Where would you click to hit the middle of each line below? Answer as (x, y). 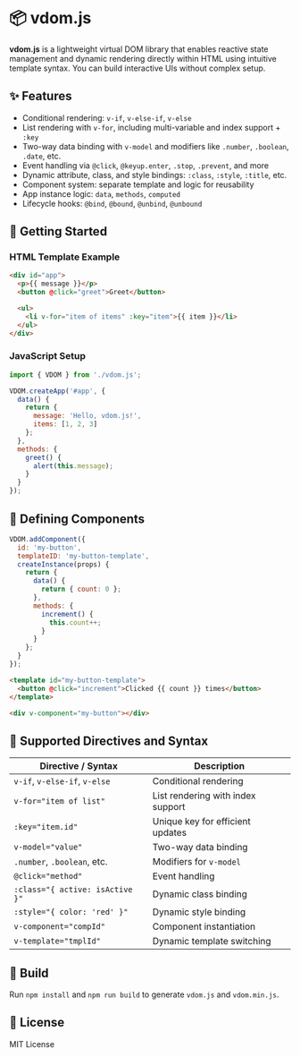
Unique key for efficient (202, 822)
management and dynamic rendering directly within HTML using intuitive (143, 58)
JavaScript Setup (48, 356)
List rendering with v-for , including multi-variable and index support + (151, 127)
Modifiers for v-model (196, 862)
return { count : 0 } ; (82, 589)
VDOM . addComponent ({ (48, 539)
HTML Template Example (65, 257)
